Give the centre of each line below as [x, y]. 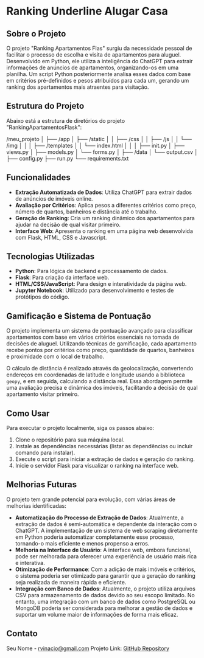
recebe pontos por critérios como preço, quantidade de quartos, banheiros [100, 350]
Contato [22, 634]
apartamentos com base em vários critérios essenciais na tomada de [93, 337]
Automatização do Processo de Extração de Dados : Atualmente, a [99, 518]
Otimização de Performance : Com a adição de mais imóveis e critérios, [105, 569]
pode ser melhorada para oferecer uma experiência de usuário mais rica [106, 556]
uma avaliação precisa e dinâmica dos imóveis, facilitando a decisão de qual [102, 388]
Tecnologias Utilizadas [51, 257]
